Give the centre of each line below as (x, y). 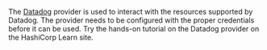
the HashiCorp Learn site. (51, 37)
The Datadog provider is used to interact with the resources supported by (131, 12)
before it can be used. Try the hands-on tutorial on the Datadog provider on (134, 29)
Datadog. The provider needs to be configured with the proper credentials (131, 20)
